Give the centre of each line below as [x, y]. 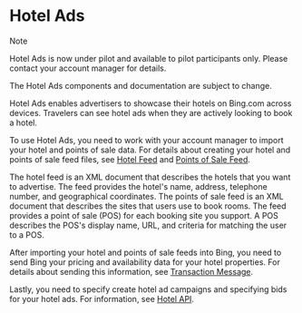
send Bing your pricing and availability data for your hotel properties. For [145, 262]
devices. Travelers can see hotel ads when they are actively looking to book [151, 112]
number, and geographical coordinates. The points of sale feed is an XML [146, 196]
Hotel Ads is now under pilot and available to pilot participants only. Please [149, 58]
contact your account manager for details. [88, 68]
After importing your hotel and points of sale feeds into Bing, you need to [146, 252]
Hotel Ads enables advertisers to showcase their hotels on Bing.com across [151, 103]
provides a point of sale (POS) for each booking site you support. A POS [144, 215]
